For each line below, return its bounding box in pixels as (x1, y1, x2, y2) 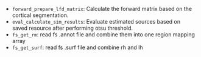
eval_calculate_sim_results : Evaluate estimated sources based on (12, 18, 181, 25)
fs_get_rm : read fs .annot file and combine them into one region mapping (12, 31, 195, 38)
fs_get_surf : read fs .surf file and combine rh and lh (12, 44, 143, 51)
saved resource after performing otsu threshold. (12, 24, 133, 32)
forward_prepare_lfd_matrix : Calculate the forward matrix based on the (12, 5, 192, 12)
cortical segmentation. (12, 12, 69, 19)
